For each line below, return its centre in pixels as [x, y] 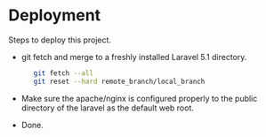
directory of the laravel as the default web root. [108, 108]
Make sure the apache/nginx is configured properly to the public [139, 98]
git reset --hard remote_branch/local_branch [119, 81]
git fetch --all [64, 73]
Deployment [55, 15]
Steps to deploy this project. [60, 40]
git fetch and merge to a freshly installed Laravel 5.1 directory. [134, 57]
